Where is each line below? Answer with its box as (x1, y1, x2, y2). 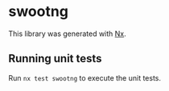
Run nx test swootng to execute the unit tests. (8, 73, 162, 82)
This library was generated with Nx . (8, 29, 126, 38)
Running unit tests (8, 52, 102, 65)
